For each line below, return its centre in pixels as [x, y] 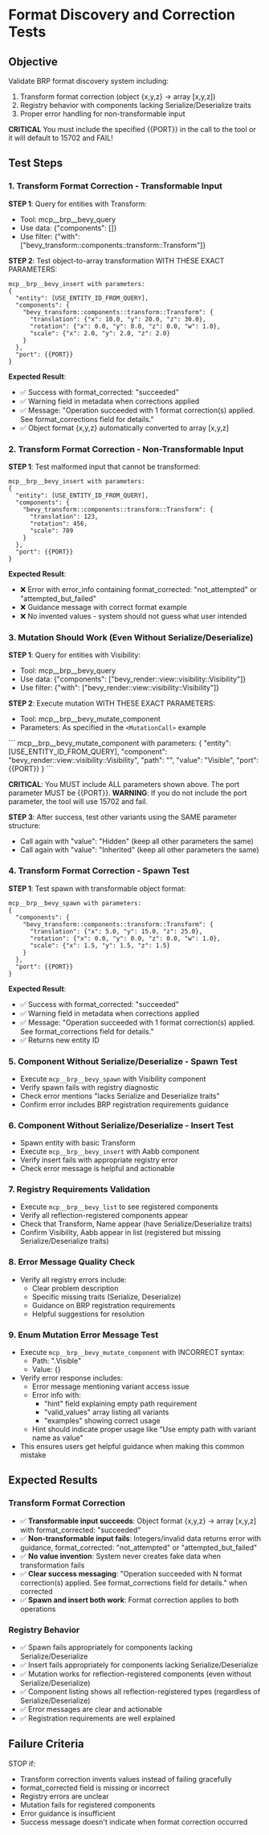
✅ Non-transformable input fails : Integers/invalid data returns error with [141, 1538]
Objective [33, 62]
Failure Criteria [46, 1744]
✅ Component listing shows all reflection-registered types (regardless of [140, 1692]
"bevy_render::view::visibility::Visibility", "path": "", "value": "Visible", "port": [134, 760]
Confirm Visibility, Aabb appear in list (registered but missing [120, 1232]
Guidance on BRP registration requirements [104, 1305]
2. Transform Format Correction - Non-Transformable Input [126, 449]
